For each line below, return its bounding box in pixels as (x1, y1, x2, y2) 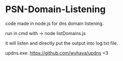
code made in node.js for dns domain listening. (5, 20, 104, 26)
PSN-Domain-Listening (5, 4, 106, 15)
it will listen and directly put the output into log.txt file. (5, 40, 118, 46)
